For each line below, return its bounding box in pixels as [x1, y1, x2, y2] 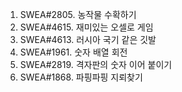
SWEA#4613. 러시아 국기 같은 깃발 [19, 34, 157, 45]
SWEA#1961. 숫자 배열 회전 [19, 46, 128, 58]
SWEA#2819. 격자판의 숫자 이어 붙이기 [19, 59, 173, 70]
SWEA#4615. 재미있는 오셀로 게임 [19, 21, 154, 33]
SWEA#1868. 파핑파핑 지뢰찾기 [19, 71, 143, 83]
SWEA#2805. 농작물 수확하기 [19, 9, 137, 20]
